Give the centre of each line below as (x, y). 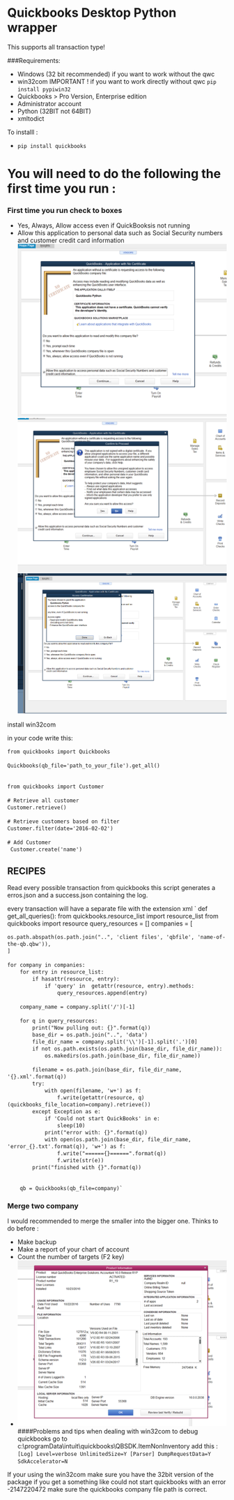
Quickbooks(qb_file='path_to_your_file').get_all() (84, 766)
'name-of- (212, 937)
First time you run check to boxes (65, 211)
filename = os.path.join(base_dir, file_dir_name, (107, 1070)
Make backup (37, 1242)
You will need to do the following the (114, 174)
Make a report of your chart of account (73, 1249)
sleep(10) (71, 1126)
